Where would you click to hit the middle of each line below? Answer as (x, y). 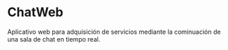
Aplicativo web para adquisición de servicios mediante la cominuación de (114, 32)
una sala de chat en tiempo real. (54, 39)
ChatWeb (35, 12)
